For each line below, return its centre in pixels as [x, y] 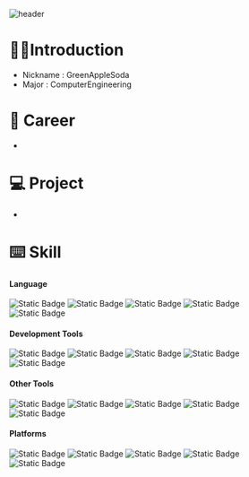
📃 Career [43, 121]
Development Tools [46, 334]
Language [28, 283]
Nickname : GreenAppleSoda [76, 74]
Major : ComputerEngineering [77, 84]
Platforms [28, 434]
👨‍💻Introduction [67, 50]
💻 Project [47, 183]
